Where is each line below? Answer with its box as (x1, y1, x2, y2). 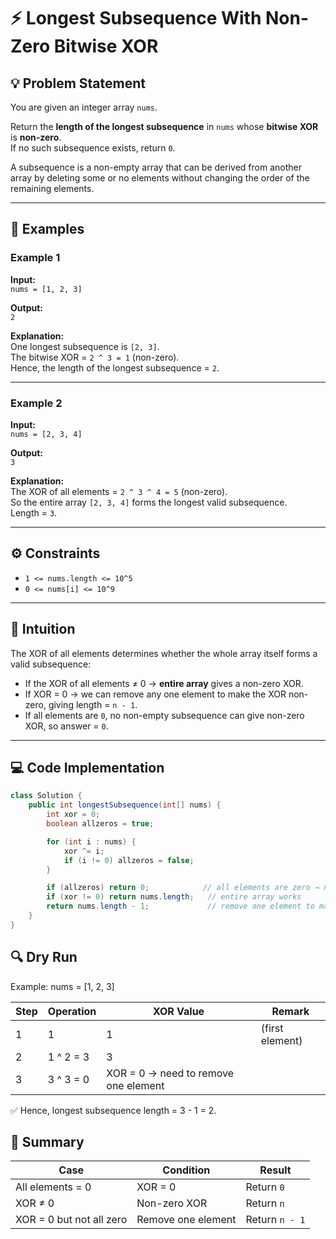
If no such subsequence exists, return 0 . (10, 142, 176, 154)
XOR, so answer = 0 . (24, 720, 109, 732)
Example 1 (10, 251, 61, 265)
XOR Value (152, 1004, 205, 1018)
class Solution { (10, 791, 83, 801)
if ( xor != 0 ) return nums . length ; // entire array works (46, 892, 302, 902)
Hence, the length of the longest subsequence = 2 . (10, 361, 220, 374)
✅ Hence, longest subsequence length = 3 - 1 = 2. (10, 1104, 217, 1116)
